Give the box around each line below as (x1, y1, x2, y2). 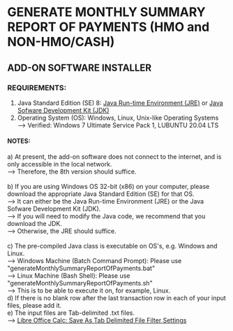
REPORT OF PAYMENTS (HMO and (7, 19, 210, 35)
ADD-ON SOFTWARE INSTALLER (7, 62, 152, 73)
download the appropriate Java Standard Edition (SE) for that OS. (7, 190, 195, 198)
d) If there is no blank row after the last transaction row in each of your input (7, 294, 227, 302)
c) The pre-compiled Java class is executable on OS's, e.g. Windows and (7, 242, 218, 251)
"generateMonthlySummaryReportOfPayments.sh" (7, 279, 153, 288)
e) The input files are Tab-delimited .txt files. (7, 309, 135, 317)
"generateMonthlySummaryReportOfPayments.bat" (7, 264, 156, 273)
